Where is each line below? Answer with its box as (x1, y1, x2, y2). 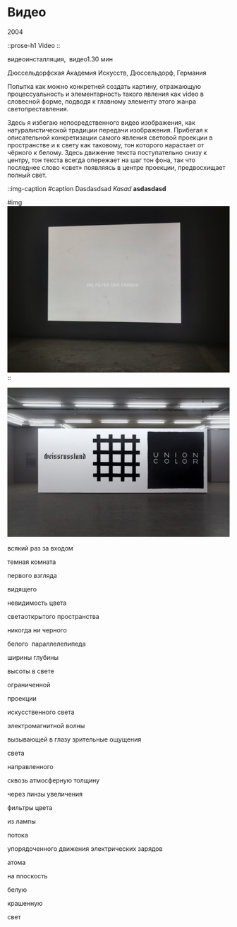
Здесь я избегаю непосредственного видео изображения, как (7, 118, 196, 127)
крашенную (7, 900, 43, 908)
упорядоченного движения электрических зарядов (7, 845, 163, 853)
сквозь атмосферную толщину (7, 776, 100, 785)
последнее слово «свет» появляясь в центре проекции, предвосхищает (7, 163, 226, 171)
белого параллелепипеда (7, 639, 86, 649)
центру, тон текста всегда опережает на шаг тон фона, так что (7, 156, 196, 164)
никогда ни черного (7, 626, 67, 634)
